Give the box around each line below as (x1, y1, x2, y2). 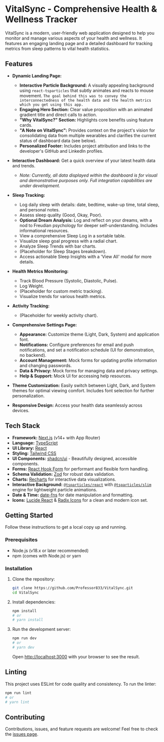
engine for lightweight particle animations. (12, 487, 97, 492)
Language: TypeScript (12, 440, 58, 446)
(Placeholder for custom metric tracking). (19, 288, 103, 294)
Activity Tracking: (12, 302, 50, 309)
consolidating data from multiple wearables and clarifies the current (19, 132, 157, 138)
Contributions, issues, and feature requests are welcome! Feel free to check (5, 726, 158, 732)
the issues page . (5, 731, 39, 737)
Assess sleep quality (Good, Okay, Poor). (19, 212, 102, 218)
